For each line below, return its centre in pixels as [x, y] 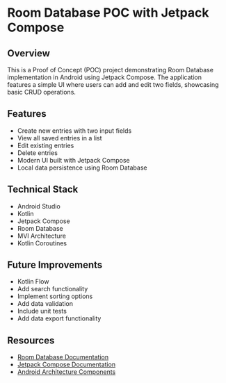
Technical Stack [43, 189]
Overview [29, 53]
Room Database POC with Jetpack [108, 13]
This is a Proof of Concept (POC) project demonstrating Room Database [111, 70]
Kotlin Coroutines [42, 243]
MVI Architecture [41, 236]
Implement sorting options [55, 296]
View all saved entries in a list [59, 138]
